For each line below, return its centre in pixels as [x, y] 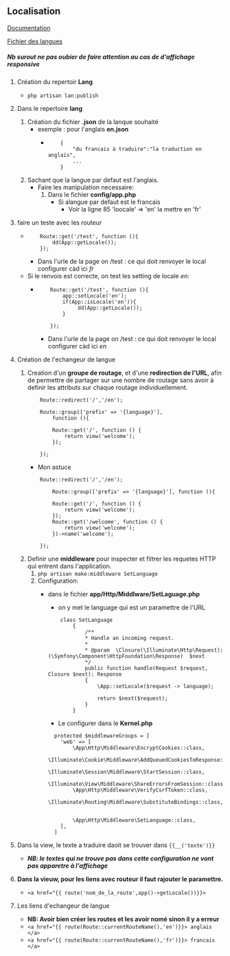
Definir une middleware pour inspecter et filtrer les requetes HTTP [122, 559]
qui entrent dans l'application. [69, 566]
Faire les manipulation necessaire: [85, 187]
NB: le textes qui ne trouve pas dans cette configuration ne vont [120, 858]
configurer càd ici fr [66, 269]
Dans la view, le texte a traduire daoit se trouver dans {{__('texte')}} [116, 845]
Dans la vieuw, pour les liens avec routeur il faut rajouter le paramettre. [120, 879]
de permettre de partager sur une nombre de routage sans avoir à [120, 380]
